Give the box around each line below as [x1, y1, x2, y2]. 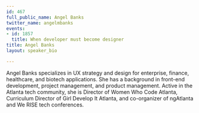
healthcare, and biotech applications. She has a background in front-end [6, 75, 185, 83]
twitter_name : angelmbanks [6, 20, 74, 26]
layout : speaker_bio [6, 48, 58, 54]
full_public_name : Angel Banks [6, 14, 84, 20]
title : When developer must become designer [11, 36, 124, 42]
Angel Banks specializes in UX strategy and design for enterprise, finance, [6, 69, 189, 77]
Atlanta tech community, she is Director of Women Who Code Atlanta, [6, 88, 178, 96]
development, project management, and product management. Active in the [6, 82, 193, 89]
